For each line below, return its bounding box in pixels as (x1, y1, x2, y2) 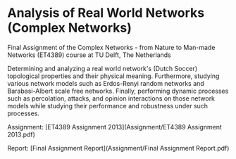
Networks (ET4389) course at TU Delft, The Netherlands (7, 51, 171, 59)
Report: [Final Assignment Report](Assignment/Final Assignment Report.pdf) (7, 144, 230, 152)
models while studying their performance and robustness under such (7, 101, 209, 110)
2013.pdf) (7, 130, 35, 139)
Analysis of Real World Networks (7, 5, 205, 21)
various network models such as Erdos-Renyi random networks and (7, 79, 204, 87)
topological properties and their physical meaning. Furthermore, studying (7, 72, 220, 80)
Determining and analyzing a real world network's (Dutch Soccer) (7, 64, 198, 72)
